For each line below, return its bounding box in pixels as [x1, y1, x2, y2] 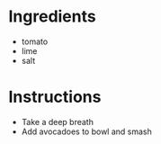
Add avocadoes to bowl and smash [21, 126, 152, 137]
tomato [21, 36, 49, 47]
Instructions [8, 87, 102, 107]
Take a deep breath [21, 116, 94, 127]
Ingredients [8, 6, 96, 27]
